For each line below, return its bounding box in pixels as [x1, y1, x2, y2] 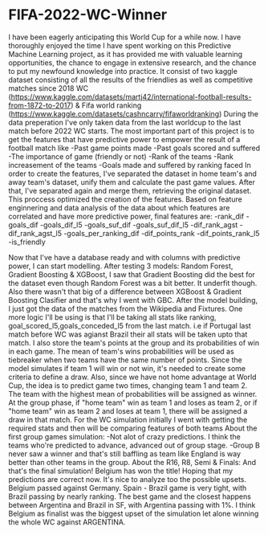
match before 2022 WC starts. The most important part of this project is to [8, 126, 255, 136]
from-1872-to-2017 [8, 100, 71, 110]
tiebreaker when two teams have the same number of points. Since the [8, 355, 242, 365]
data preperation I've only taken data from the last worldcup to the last [8, 117, 242, 127]
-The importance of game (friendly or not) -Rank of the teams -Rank [8, 151, 234, 161]
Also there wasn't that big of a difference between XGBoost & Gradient [8, 287, 242, 296]
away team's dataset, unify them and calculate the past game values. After [8, 177, 255, 186]
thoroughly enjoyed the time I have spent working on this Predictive [8, 40, 231, 50]
